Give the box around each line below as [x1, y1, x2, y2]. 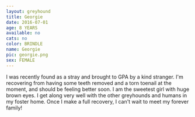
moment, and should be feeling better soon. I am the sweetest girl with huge [6, 86, 190, 93]
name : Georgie [6, 47, 41, 52]
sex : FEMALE [6, 57, 35, 63]
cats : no [6, 36, 27, 41]
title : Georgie [6, 14, 43, 20]
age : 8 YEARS [6, 24, 38, 31]
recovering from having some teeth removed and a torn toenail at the [6, 79, 172, 86]
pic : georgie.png [6, 52, 48, 58]
